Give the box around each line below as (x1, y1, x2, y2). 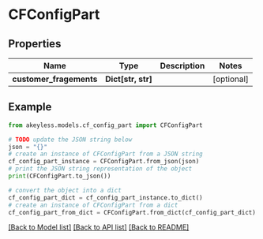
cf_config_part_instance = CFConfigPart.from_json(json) (8, 158, 200, 166)
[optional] (212, 73, 249, 84)
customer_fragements (12, 73, 98, 84)
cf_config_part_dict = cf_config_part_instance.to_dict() (8, 193, 203, 202)
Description (160, 61, 205, 71)
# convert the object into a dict (8, 186, 122, 194)
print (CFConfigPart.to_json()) (8, 172, 111, 181)
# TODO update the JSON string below (8, 136, 133, 144)
